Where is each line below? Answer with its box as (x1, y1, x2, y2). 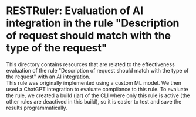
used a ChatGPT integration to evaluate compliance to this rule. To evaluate (6, 85, 189, 92)
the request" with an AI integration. (6, 73, 91, 80)
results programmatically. (6, 104, 67, 111)
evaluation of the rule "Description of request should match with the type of (6, 67, 189, 74)
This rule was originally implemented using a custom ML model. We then (6, 79, 182, 86)
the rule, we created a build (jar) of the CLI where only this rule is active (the (6, 92, 190, 99)
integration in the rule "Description (6, 16, 180, 30)
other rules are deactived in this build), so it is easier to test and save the (6, 98, 182, 105)
